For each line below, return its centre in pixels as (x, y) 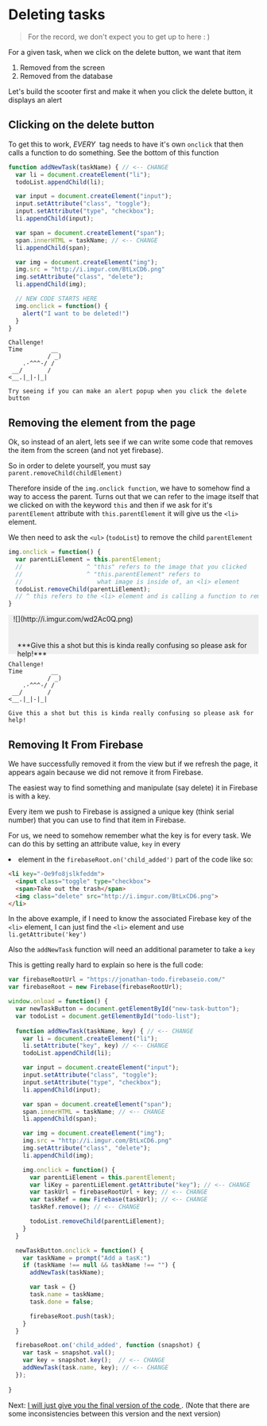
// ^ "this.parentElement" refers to (108, 574)
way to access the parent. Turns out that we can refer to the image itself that (133, 497)
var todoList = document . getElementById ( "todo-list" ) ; (108, 1016)
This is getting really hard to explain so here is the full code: (106, 965)
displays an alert (35, 100)
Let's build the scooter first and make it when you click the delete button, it (131, 91)
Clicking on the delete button (81, 125)
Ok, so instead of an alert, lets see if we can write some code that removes (131, 442)
